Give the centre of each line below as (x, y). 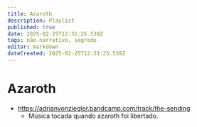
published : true (31, 27)
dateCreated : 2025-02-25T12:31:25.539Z (66, 54)
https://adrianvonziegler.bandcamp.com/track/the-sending (104, 108)
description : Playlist (41, 21)
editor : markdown (33, 47)
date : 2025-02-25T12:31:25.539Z (55, 34)
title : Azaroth (30, 14)
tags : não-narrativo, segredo (52, 40)
